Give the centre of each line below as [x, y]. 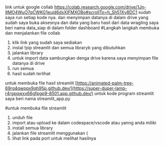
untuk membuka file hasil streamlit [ [41, 83]
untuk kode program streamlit [124, 93]
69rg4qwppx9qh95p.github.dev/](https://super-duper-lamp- [66, 88]
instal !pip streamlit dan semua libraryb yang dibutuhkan [69, 48]
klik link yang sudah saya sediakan [47, 42]
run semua [23, 68]
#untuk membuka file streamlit [36, 108]
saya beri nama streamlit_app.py [38, 99]
